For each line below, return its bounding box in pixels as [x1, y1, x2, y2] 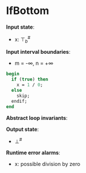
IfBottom [6, 4, 50, 18]
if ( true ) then [11, 77, 49, 82]
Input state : [6, 23, 35, 30]
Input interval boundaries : [6, 49, 71, 56]
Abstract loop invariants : [6, 114, 68, 121]
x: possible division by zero [14, 161, 81, 168]
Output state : [6, 126, 39, 133]
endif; [11, 98, 27, 104]
